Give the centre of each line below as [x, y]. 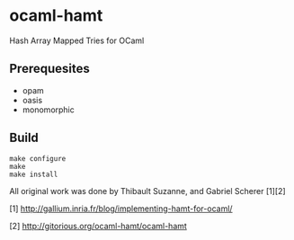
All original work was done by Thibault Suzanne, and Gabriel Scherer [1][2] [147, 191]
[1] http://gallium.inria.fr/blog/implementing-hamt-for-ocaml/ [121, 209]
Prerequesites [49, 69]
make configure [38, 158]
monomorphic [48, 110]
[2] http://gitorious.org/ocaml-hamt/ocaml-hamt [98, 226]
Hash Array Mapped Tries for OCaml [77, 40]
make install [34, 174]
